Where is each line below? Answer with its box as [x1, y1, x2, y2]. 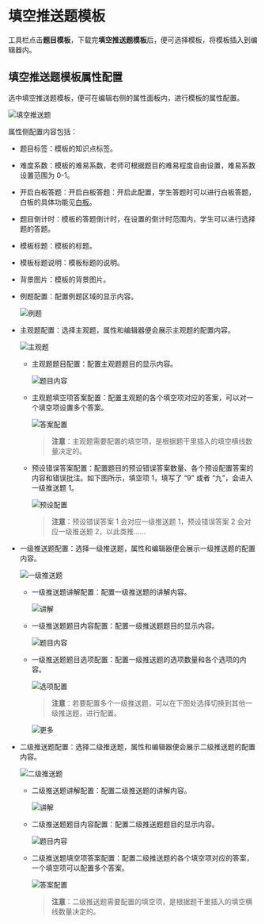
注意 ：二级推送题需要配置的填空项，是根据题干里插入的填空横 [51, 896, 253, 906]
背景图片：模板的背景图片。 [19, 275, 111, 284]
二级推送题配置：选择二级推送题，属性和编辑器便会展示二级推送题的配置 [19, 741, 256, 751]
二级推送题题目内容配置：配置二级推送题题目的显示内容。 [31, 819, 219, 829]
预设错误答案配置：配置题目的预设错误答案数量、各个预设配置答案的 [31, 463, 254, 472]
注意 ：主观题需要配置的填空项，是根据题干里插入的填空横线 [51, 436, 246, 445]
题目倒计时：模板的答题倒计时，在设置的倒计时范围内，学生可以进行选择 [19, 214, 256, 223]
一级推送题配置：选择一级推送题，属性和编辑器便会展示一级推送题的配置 [19, 543, 256, 552]
